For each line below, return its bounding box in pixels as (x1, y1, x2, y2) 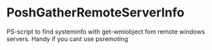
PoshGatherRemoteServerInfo (6, 5, 185, 21)
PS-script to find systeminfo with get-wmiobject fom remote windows (6, 27, 205, 36)
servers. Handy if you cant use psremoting (6, 34, 129, 42)
